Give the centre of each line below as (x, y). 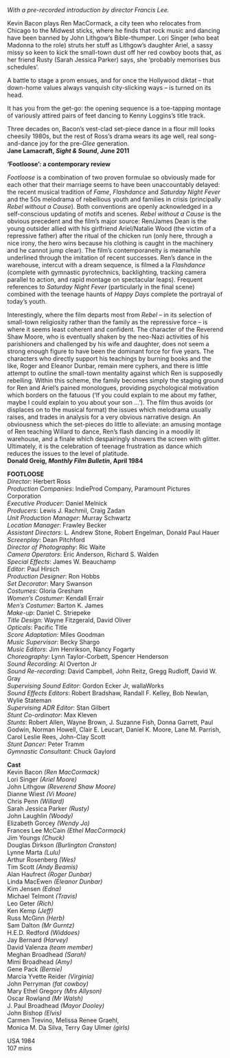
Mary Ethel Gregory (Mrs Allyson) (55, 991)
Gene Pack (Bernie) (35, 969)
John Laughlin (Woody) (40, 816)
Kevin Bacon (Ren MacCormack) (54, 772)
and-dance (23, 143)
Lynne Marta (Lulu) (34, 852)
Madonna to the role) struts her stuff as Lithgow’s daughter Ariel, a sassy (110, 45)
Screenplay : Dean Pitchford (46, 540)
